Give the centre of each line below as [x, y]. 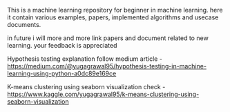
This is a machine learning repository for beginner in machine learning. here [115, 10]
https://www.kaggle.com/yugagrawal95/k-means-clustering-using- [103, 94]
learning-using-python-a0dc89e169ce [62, 73]
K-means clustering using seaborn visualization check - [86, 87]
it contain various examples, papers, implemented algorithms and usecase [113, 17]
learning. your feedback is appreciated [62, 45]
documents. [24, 25]
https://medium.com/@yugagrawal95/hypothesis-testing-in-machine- [107, 66]
